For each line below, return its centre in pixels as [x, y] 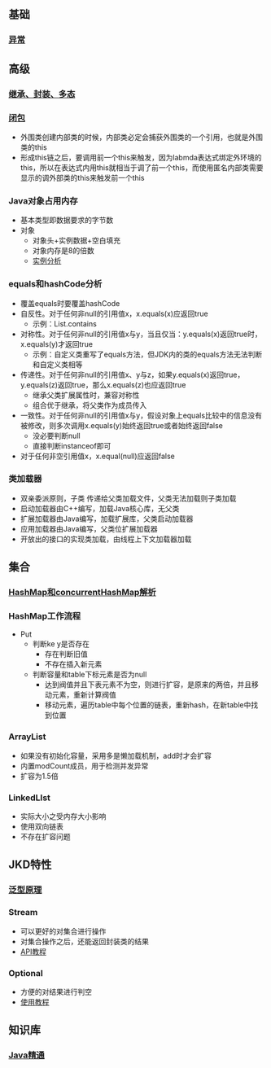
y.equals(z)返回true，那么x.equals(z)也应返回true [103, 384]
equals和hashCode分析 [55, 284]
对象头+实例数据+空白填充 [76, 241]
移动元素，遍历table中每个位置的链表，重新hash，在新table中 [148, 705]
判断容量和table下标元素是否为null [90, 675]
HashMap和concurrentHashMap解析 [82, 593]
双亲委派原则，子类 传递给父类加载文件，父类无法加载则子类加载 [128, 498]
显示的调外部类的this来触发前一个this [82, 177]
